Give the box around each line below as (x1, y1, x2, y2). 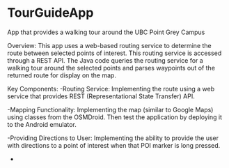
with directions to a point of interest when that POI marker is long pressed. (7, 141, 221, 149)
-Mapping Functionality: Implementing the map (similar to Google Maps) (7, 105, 214, 114)
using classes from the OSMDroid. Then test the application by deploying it (7, 113, 223, 121)
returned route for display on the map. (7, 71, 117, 79)
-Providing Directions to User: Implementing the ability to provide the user (7, 134, 219, 142)
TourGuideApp (7, 5, 94, 21)
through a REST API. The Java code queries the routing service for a (7, 56, 203, 64)
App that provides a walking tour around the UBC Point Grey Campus (7, 28, 205, 36)
